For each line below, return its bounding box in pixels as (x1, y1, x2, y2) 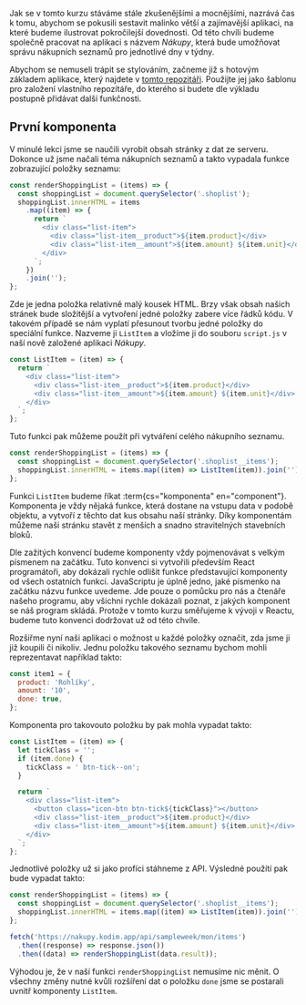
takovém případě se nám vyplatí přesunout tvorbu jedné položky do (9, 318, 264, 329)
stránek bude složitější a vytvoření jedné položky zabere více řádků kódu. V (9, 309, 293, 320)
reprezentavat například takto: (9, 651, 123, 662)
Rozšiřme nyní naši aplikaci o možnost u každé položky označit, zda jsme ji (9, 632, 291, 643)
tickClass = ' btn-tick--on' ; (25, 763, 141, 772)
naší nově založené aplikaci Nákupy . (9, 337, 147, 349)
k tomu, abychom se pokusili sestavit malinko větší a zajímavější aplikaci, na (9, 17, 294, 28)
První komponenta (9, 119, 117, 135)
